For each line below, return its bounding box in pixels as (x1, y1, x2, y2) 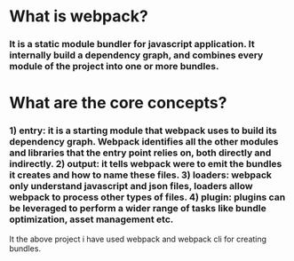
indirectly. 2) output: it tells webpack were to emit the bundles (9, 158, 282, 170)
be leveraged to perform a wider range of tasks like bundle (9, 202, 266, 215)
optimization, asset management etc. (9, 213, 174, 225)
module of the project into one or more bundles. (9, 60, 219, 73)
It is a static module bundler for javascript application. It (9, 38, 255, 51)
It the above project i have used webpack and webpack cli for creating (9, 233, 267, 244)
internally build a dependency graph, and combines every (9, 49, 264, 61)
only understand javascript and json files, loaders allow (9, 180, 253, 193)
